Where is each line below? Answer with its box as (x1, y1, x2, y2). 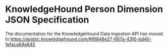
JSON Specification (5, 14, 89, 25)
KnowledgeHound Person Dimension (5, 3, 163, 15)
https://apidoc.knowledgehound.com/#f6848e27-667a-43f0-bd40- (10, 36, 152, 42)
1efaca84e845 (5, 41, 35, 47)
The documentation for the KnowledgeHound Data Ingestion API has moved (5, 30, 163, 36)
